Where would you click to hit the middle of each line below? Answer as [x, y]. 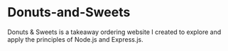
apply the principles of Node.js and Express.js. [75, 39]
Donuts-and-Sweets [69, 12]
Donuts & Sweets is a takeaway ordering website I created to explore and [114, 32]
